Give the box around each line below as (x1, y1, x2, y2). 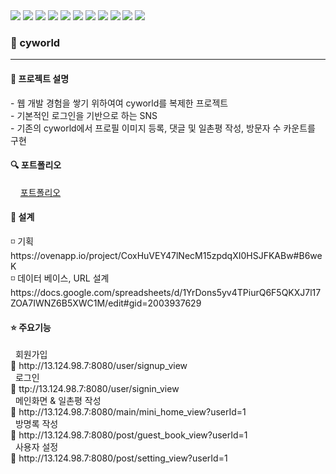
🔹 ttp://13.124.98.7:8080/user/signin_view (10, 383, 180, 395)
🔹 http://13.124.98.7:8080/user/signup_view (10, 360, 188, 372)
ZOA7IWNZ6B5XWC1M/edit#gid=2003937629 (10, 297, 202, 309)
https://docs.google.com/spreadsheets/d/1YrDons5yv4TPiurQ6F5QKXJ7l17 (10, 286, 322, 298)
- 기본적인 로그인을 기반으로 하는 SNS (10, 109, 158, 121)
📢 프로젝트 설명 (10, 72, 70, 84)
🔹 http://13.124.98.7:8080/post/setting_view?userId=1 (10, 452, 228, 464)
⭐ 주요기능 (10, 321, 52, 333)
